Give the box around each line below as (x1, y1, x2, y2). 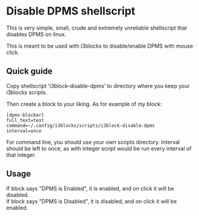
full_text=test (6, 117, 45, 123)
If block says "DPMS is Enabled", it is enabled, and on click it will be (6, 185, 174, 192)
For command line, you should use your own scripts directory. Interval (6, 138, 180, 145)
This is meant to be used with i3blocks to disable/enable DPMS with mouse (6, 42, 194, 49)
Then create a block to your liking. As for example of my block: (6, 100, 162, 107)
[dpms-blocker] (6, 112, 45, 118)
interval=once (6, 128, 42, 134)
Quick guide (6, 66, 53, 77)
